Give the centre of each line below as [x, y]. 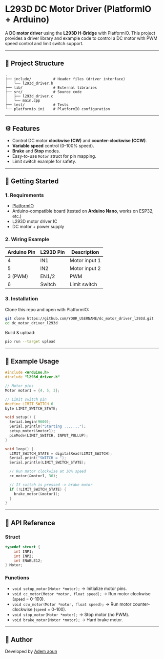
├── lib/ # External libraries [51, 87]
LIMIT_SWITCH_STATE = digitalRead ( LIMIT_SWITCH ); [61, 453]
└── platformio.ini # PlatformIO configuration [58, 109]
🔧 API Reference [30, 523]
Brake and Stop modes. [36, 151]
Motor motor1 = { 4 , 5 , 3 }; [32, 391]
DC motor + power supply [38, 227]
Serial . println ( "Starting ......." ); [48, 427]
